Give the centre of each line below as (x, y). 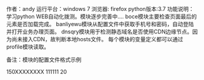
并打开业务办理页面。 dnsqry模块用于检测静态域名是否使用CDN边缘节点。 (99, 32)
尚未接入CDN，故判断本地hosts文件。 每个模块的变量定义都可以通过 (97, 39)
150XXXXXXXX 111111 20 (37, 72)
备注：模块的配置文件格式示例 (44, 60)
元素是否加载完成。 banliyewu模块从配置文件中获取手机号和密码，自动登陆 (100, 24)
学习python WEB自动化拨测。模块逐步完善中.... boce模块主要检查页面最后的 (102, 16)
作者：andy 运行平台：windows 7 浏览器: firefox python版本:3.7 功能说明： (100, 9)
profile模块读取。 (28, 47)
